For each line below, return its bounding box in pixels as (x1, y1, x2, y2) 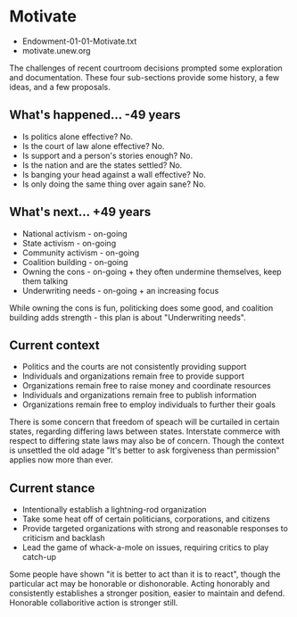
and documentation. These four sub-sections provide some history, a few (9, 71, 279, 82)
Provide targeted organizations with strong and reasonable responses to (21, 523, 288, 534)
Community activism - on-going (21, 247, 140, 258)
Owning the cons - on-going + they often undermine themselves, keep (21, 266, 283, 277)
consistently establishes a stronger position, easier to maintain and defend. (9, 588, 285, 599)
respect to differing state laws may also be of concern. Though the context (9, 436, 285, 446)
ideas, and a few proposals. (9, 81, 111, 92)
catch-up (21, 552, 56, 563)
